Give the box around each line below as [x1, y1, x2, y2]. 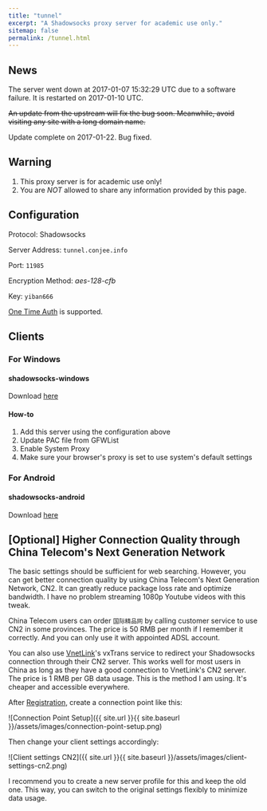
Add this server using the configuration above [19, 427, 171, 437]
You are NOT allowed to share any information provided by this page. [19, 185, 247, 195]
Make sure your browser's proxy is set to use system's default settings [19, 452, 253, 463]
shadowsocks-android [8, 492, 85, 502]
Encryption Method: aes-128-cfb [8, 276, 116, 285]
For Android [8, 472, 56, 483]
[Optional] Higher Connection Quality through [8, 533, 241, 546]
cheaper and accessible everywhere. [8, 683, 130, 692]
